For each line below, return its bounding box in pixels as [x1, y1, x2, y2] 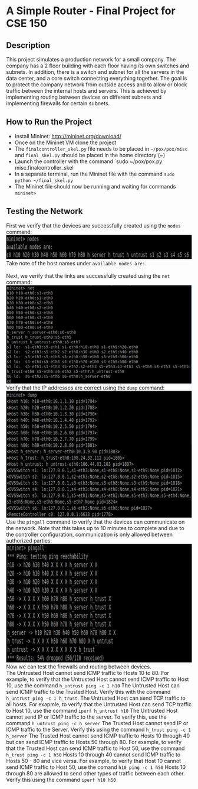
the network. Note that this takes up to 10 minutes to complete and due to [6, 525, 184, 532]
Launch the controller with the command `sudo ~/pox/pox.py [14, 158, 163, 165]
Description [6, 40, 50, 50]
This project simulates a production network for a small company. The [6, 56, 176, 63]
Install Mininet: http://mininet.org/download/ [14, 132, 122, 139]
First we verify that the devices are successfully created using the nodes [6, 222, 181, 229]
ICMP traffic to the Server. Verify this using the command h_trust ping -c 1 [6, 726, 192, 733]
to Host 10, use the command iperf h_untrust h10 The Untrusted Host [6, 707, 178, 715]
